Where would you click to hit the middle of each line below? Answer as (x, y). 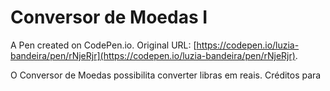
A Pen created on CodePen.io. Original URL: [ (103, 45)
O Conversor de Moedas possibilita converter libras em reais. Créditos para (166, 75)
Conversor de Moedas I (109, 17)
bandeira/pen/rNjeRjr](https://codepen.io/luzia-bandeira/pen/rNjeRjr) (153, 55)
